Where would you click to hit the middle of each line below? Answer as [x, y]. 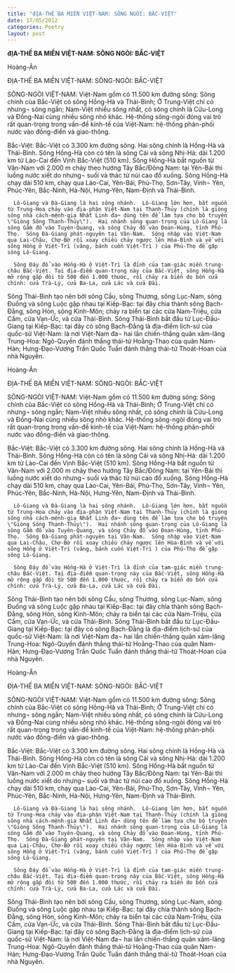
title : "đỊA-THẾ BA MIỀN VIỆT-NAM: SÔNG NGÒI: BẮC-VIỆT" [92, 14]
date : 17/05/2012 [33, 20]
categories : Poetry [36, 27]
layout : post [26, 33]
